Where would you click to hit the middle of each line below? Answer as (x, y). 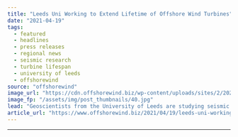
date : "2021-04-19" (36, 21)
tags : (15, 27)
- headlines (32, 40)
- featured (30, 34)
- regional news (38, 54)
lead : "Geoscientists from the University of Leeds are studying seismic (119, 106)
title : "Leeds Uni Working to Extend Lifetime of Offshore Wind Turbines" (120, 14)
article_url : (27, 113)
